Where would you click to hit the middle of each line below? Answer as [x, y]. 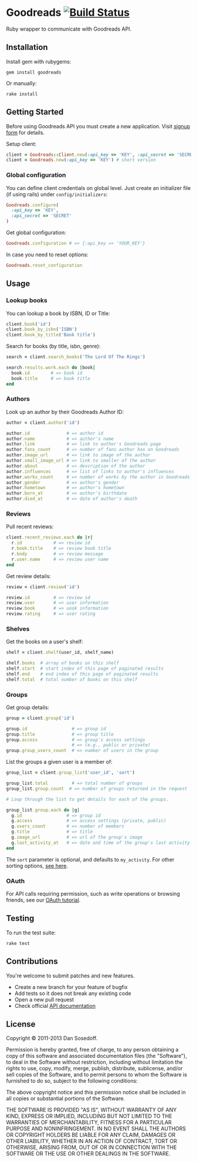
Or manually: [21, 83]
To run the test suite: [31, 933]
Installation [27, 47]
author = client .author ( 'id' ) [43, 423]
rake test [18, 943]
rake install [22, 94]
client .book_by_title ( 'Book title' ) [51, 335]
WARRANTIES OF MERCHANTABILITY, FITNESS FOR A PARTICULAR [89, 1123]
